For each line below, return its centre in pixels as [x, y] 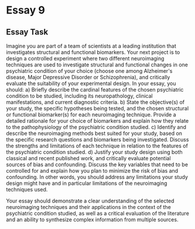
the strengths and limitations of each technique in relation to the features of [97, 146]
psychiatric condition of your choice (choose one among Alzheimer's [89, 71]
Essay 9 [25, 10]
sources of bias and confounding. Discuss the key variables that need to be [97, 164]
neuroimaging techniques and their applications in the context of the [88, 207]
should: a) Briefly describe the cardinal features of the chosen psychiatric [95, 90]
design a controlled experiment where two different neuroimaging [85, 58]
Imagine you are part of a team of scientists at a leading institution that [91, 46]
